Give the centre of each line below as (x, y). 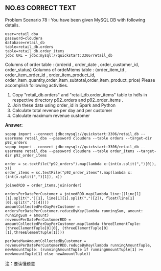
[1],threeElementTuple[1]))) (35, 232)
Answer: (14, 125)
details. (12, 25)
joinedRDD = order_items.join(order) (44, 185)
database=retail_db (25, 43)
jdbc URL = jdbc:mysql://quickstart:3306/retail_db (59, 55)
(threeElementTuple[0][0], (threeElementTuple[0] (57, 228)
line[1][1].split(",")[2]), (75, 198)
